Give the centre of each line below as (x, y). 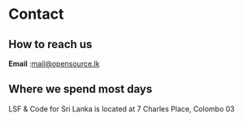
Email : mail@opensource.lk (54, 63)
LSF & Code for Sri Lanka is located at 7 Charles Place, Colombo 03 (121, 109)
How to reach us (50, 44)
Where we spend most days (80, 89)
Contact (36, 14)
